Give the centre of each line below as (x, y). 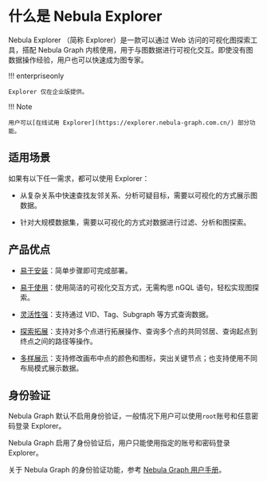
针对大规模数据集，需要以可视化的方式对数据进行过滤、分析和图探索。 (135, 222)
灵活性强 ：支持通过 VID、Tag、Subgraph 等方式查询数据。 (116, 314)
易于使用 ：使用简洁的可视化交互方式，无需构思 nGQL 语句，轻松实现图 (136, 287)
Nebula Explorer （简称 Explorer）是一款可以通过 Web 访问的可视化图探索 (130, 40)
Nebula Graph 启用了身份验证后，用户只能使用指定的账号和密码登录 (120, 443)
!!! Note (20, 106)
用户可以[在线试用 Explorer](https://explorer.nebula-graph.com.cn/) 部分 (129, 123)
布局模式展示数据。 (51, 368)
